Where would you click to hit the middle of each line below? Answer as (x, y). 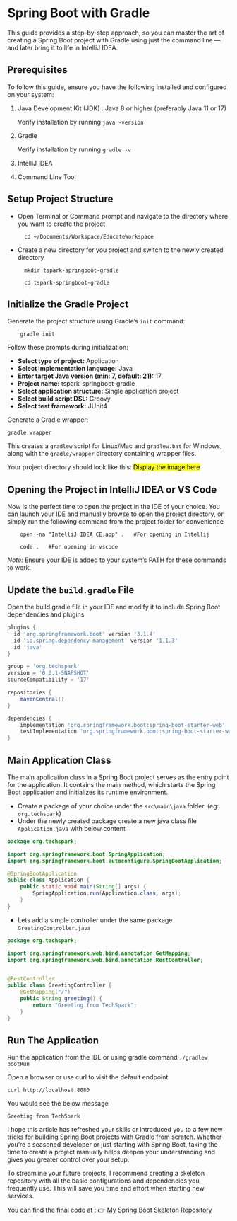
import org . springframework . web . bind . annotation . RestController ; (105, 960)
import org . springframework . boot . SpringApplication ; (86, 854)
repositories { (30, 692)
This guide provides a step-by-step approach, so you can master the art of (116, 33)
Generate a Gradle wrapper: (48, 420)
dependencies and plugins (46, 614)
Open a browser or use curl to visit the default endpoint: (89, 1077)
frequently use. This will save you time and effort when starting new (106, 1188)
